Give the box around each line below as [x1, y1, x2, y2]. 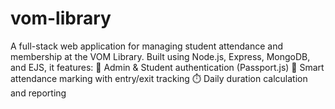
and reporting [10, 87, 67, 99]
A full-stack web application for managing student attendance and [10, 40, 284, 52]
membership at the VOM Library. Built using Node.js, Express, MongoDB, [10, 50, 311, 62]
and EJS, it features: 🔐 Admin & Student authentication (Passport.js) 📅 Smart [10, 61, 325, 73]
